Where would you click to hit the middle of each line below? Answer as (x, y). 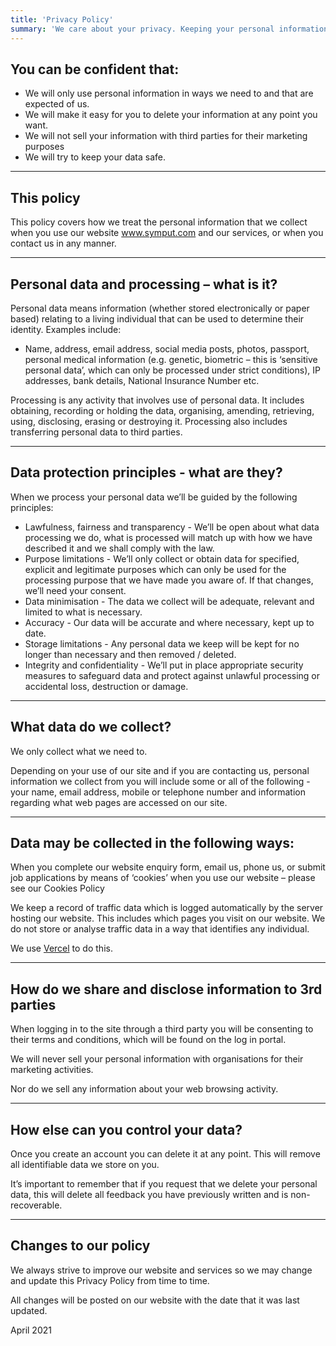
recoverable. (36, 1205)
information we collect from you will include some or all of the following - (160, 781)
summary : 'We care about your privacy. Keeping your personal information (169, 29)
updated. (29, 1310)
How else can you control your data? (126, 1129)
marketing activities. (52, 1070)
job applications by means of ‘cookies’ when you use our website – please (163, 878)
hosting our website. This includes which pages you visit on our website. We (168, 918)
